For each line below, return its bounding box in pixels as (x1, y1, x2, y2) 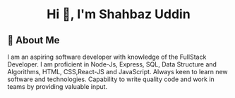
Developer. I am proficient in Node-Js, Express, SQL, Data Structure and (7, 60, 217, 69)
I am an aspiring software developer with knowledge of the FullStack (7, 52, 207, 61)
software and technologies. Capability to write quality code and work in (7, 75, 215, 83)
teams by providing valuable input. (7, 83, 108, 90)
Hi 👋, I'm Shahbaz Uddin (47, 6, 191, 22)
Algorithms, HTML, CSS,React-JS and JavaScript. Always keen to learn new (7, 68, 228, 76)
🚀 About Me (7, 34, 60, 46)
